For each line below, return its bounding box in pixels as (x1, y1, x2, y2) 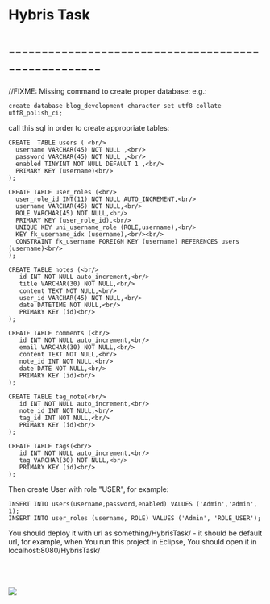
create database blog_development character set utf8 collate (8, 102, 222, 110)
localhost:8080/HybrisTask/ (8, 546, 101, 556)
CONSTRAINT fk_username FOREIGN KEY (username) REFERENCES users (15, 238, 240, 246)
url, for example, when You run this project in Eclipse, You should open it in (8, 537, 257, 547)
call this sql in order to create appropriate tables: (8, 123, 170, 133)
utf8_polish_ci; (8, 109, 63, 118)
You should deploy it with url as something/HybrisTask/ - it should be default (8, 528, 263, 538)
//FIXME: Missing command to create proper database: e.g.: (8, 86, 207, 96)
